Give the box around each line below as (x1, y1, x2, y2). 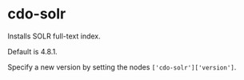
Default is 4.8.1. (7, 46, 58, 56)
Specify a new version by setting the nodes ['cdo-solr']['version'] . (7, 62, 237, 72)
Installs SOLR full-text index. (7, 31, 101, 41)
